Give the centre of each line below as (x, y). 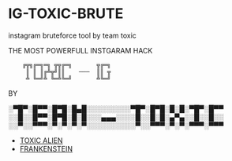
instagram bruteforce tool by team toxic (72, 35)
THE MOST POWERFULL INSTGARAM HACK (80, 50)
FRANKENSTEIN (46, 148)
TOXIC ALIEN (41, 140)
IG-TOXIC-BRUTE (66, 14)
